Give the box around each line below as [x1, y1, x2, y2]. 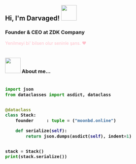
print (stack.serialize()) [5, 154, 68, 160]
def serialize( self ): [15, 128, 68, 133]
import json [5, 87, 34, 92]
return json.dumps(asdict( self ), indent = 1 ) [25, 133, 132, 139]
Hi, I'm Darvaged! [5, 14, 60, 23]
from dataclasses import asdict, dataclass [5, 92, 111, 98]
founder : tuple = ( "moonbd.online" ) [15, 118, 117, 123]
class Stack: [5, 112, 36, 118]
